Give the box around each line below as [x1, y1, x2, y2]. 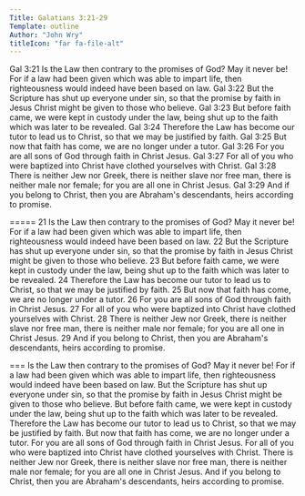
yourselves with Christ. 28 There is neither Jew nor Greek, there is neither [9, 313, 287, 324]
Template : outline [9, 22, 79, 31]
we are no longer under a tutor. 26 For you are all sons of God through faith [9, 294, 291, 305]
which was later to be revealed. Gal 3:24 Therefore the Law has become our [9, 122, 295, 133]
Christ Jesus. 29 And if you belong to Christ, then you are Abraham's [9, 333, 269, 344]
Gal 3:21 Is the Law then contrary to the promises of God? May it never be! [9, 64, 289, 75]
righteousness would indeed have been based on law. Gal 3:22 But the [9, 83, 275, 94]
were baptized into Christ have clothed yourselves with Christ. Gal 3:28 [9, 160, 277, 171]
